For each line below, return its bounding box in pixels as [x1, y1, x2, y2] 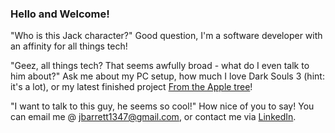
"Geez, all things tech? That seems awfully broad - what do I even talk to [10, 60, 310, 72]
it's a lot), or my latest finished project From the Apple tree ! [10, 81, 253, 93]
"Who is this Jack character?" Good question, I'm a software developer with [10, 30, 323, 42]
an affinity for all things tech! [10, 40, 128, 52]
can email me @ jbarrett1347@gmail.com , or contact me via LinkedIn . [10, 111, 297, 123]
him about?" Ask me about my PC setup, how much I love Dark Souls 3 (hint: [10, 70, 325, 82]
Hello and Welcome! [10, 7, 110, 21]
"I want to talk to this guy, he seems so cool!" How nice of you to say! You [10, 100, 315, 112]
